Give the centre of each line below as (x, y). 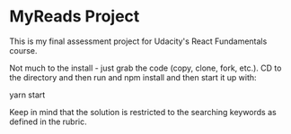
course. (23, 50)
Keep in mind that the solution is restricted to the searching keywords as (143, 112)
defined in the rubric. (48, 121)
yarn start (27, 95)
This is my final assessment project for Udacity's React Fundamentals (138, 41)
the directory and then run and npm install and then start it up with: (133, 77)
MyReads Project (75, 17)
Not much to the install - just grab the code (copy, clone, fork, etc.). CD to (145, 68)
